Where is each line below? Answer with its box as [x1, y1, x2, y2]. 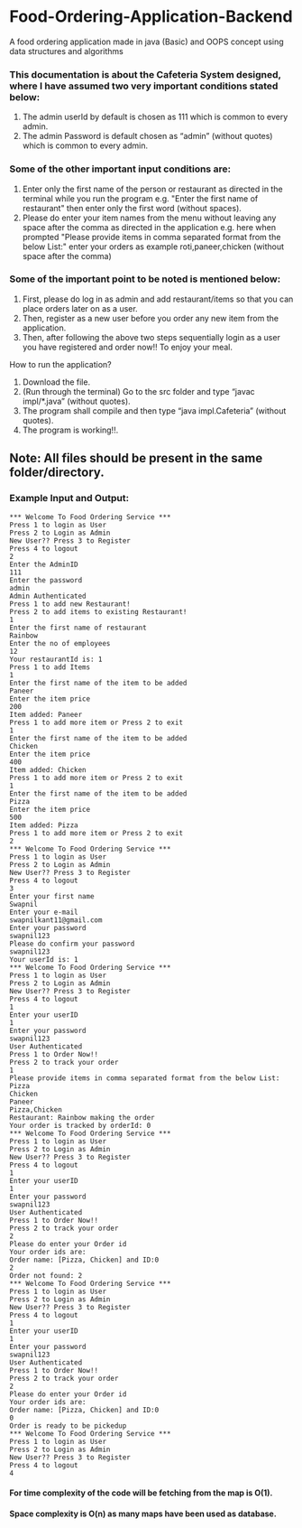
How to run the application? [9, 359, 113, 369]
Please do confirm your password [9, 939, 135, 948]
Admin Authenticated [9, 592, 87, 601]
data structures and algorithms [9, 45, 124, 56]
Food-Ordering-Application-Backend [9, 6, 293, 27]
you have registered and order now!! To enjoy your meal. [22, 341, 233, 352]
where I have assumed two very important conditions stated [9, 79, 279, 92]
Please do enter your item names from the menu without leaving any [22, 212, 277, 223]
